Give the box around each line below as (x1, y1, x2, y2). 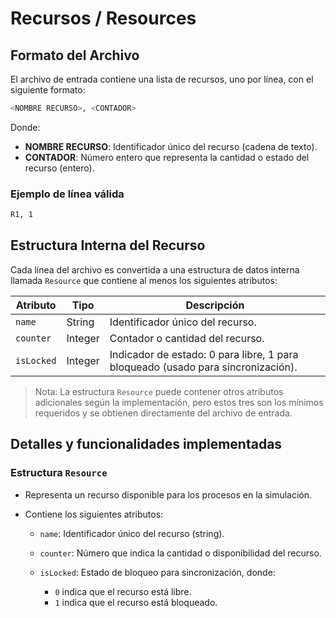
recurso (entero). (24, 162, 95, 174)
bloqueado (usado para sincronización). (109, 360, 298, 374)
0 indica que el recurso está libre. (54, 585, 192, 597)
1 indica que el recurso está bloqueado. (54, 596, 218, 608)
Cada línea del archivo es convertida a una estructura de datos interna (10, 263, 300, 276)
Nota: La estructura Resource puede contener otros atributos (34, 385, 284, 397)
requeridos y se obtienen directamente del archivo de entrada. (34, 407, 293, 419)
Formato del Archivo (10, 47, 140, 64)
